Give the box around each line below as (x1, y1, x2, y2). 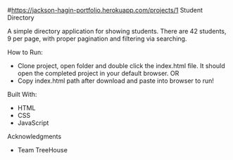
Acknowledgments (7, 133, 62, 140)
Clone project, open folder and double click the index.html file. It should (17, 62, 225, 69)
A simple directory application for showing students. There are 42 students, (7, 27, 227, 35)
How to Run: (7, 48, 44, 56)
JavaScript (17, 119, 49, 127)
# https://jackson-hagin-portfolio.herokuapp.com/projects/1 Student (7, 6, 203, 14)
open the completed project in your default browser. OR (17, 69, 180, 77)
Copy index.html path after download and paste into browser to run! (17, 76, 215, 85)
